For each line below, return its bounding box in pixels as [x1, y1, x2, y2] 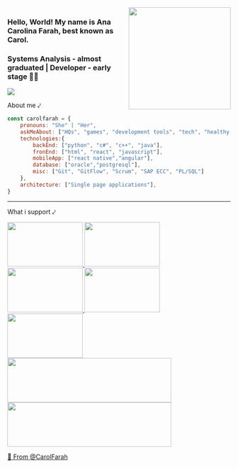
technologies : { [20, 135, 65, 142]
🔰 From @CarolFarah [7, 452, 69, 461]
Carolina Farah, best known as [7, 26, 114, 36]
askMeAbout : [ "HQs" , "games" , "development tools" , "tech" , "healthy [20, 128, 230, 136]
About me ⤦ [7, 101, 41, 109]
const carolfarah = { [7, 115, 72, 123]
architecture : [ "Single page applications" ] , [20, 181, 157, 188]
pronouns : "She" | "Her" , [20, 122, 97, 129]
